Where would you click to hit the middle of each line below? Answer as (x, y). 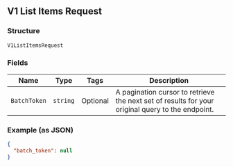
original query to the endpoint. (165, 109)
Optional (95, 101)
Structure (24, 31)
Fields (18, 63)
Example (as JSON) (41, 130)
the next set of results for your (165, 101)
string (64, 100)
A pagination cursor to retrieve (165, 92)
